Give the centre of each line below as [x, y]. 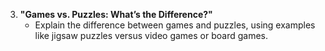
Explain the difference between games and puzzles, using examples [175, 25]
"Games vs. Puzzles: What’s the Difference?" [116, 14]
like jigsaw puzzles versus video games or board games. [151, 35]
